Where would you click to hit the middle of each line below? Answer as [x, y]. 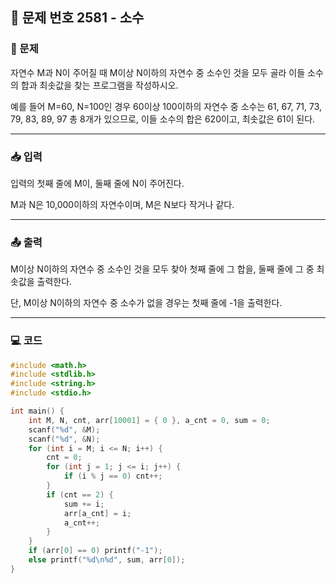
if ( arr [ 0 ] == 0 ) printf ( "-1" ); [95, 551]
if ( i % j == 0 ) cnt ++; [113, 476]
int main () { [37, 411]
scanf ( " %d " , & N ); [64, 439]
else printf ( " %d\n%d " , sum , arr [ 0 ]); [107, 560]
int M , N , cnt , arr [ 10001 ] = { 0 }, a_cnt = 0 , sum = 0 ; [149, 420]
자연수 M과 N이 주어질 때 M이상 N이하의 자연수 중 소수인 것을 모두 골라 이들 [158, 72]
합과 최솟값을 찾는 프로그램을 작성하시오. [99, 85]
